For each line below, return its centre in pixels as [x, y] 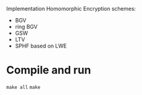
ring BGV [26, 27]
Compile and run [49, 70]
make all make [23, 87]
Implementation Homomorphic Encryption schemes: [71, 9]
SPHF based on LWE [41, 46]
